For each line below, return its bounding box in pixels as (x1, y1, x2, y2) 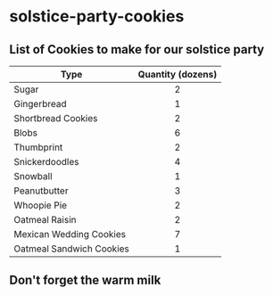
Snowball (13, 170, 53, 182)
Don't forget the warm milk (9, 273, 161, 288)
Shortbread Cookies (13, 112, 98, 124)
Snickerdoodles (13, 156, 79, 168)
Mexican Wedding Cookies (13, 228, 127, 240)
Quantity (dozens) (137, 69, 218, 80)
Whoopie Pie (13, 199, 68, 211)
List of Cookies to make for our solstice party (9, 42, 265, 57)
